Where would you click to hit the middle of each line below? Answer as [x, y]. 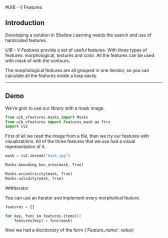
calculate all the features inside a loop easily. [51, 75]
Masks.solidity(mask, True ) [34, 178]
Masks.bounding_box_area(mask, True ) [44, 165]
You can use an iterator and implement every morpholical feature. [73, 197]
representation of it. [25, 146]
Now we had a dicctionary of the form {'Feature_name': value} [69, 230]
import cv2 [16, 126]
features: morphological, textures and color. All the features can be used [80, 55]
